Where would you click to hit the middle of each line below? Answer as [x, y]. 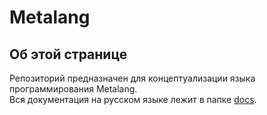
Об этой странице [68, 54]
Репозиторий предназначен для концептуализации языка [132, 78]
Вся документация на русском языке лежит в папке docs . [133, 99]
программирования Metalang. [73, 89]
